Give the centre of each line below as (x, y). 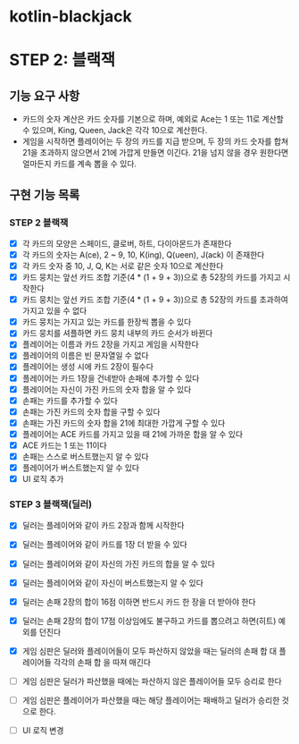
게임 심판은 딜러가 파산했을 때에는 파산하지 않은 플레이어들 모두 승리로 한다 (152, 681)
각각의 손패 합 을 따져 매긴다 (102, 662)
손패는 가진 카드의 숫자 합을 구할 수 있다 (91, 411)
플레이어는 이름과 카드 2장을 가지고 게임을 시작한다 (110, 344)
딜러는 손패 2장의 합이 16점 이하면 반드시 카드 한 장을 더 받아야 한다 (139, 602)
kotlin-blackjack (71, 17)
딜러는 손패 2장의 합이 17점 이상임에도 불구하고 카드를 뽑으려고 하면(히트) (149, 621)
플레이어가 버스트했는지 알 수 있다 (81, 468)
